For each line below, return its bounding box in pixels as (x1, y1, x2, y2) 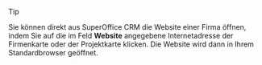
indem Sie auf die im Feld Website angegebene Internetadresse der (8, 31, 234, 40)
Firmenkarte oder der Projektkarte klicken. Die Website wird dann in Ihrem (8, 39, 254, 49)
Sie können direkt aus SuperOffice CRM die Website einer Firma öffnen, (8, 22, 247, 31)
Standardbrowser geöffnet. (8, 48, 98, 57)
